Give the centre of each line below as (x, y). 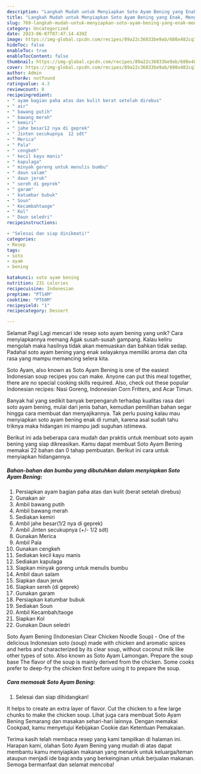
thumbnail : (20, 62)
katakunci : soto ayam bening (43, 278)
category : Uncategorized (38, 28)
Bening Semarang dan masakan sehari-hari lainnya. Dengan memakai (92, 721)
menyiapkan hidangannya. (39, 457)
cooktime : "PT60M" (30, 300)
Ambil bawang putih (40, 505)
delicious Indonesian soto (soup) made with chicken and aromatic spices (96, 643)
